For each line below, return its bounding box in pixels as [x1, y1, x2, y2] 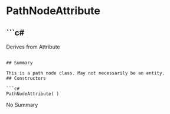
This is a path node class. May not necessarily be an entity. [6, 70, 165, 76]
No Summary [6, 102, 38, 108]
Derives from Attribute [6, 43, 60, 50]
